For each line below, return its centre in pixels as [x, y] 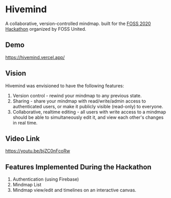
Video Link [22, 139]
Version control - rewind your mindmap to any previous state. [77, 95]
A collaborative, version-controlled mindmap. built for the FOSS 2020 [78, 23]
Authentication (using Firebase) [46, 179]
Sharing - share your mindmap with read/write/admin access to [79, 101]
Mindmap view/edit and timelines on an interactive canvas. [75, 190]
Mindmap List [27, 185]
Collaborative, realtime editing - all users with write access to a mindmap [89, 112]
